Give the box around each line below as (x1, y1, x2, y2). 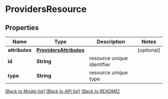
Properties (5, 23, 39, 32)
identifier (89, 61, 110, 68)
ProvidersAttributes (36, 46, 85, 53)
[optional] (137, 46, 160, 53)
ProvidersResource (5, 3, 87, 15)
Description (96, 38, 125, 45)
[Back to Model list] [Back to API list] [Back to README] (5, 88, 120, 94)
